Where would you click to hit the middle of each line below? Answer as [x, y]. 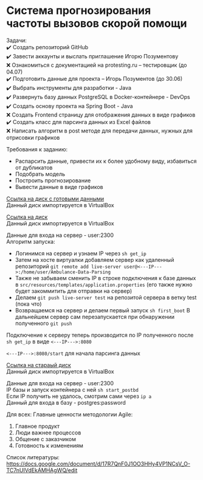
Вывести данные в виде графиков [59, 187]
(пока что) [28, 304]
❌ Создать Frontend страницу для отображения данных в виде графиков [101, 115]
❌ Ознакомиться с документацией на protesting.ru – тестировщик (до [97, 65]
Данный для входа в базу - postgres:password [66, 402]
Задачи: [17, 40]
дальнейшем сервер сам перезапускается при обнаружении [95, 317]
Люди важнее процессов [48, 433]
